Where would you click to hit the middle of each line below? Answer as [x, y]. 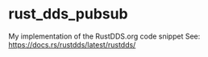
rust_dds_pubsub [68, 14]
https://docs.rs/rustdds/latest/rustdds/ [72, 44]
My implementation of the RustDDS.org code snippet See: [104, 36]
